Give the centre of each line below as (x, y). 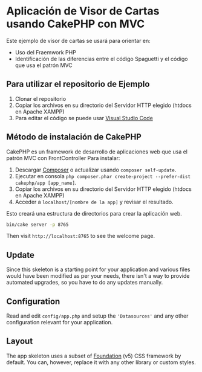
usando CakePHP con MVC (76, 24)
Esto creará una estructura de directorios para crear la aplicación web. (94, 213)
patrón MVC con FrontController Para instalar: (63, 158)
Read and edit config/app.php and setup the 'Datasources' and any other (97, 316)
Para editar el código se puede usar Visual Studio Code (84, 118)
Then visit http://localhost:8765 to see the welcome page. (81, 236)
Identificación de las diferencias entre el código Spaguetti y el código (101, 59)
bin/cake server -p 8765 (37, 225)
